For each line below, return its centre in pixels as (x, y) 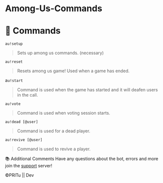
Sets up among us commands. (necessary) (60, 53)
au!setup (14, 44)
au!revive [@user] (24, 140)
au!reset (14, 62)
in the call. (27, 95)
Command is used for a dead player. (54, 131)
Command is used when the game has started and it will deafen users (87, 90)
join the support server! (29, 166)
